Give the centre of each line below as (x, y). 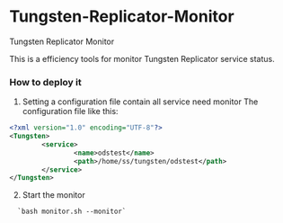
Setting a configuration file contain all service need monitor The (140, 102)
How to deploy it (46, 82)
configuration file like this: (70, 111)
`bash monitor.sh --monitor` (72, 212)
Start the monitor (53, 195)
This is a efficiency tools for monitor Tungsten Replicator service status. (142, 58)
